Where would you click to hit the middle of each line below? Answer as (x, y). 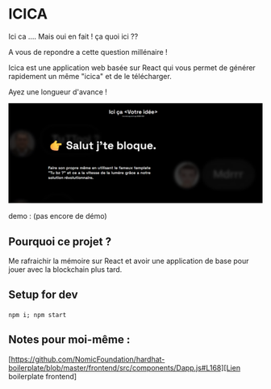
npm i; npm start (38, 315)
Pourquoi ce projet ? (60, 242)
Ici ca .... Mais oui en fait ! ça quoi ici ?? (73, 36)
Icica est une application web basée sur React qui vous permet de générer (132, 67)
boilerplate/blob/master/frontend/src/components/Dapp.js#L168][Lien (124, 367)
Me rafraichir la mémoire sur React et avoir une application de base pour (129, 261)
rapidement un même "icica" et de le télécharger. (90, 76)
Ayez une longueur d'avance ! (58, 92)
